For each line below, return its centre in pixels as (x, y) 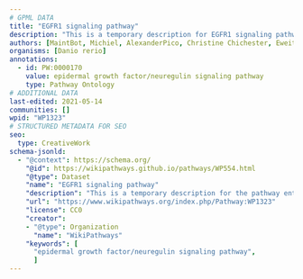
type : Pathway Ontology (70, 85)
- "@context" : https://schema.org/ (84, 160)
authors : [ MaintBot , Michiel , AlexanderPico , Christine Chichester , (141, 43)
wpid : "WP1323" (38, 118)
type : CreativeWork (54, 143)
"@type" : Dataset (58, 176)
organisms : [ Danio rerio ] (58, 51)
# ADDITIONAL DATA (44, 93)
